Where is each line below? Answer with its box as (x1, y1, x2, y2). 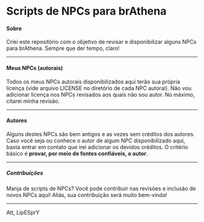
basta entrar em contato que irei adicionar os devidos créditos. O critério (6, 143, 188, 150)
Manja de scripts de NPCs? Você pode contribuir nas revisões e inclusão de (6, 184, 196, 192)
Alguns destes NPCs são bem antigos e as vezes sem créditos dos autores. (6, 130, 195, 137)
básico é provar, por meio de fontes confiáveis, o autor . (6, 150, 148, 157)
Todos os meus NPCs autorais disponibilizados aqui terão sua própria (6, 78, 180, 85)
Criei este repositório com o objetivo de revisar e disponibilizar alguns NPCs (6, 38, 197, 46)
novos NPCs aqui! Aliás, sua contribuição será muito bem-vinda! (6, 191, 168, 198)
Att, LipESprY (6, 209, 40, 216)
